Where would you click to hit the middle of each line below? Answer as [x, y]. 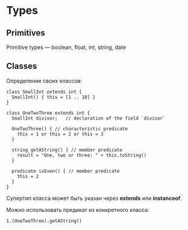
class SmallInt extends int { [44, 92]
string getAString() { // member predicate [67, 150]
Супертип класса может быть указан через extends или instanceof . [94, 198]
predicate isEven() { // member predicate [66, 171]
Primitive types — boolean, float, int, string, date [66, 47]
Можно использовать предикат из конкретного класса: [78, 209]
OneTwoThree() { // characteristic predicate [70, 129]
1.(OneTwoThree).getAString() [44, 221]
